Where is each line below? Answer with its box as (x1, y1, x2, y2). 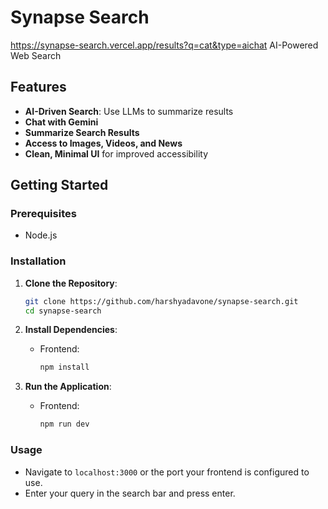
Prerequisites (10, 207, 77, 221)
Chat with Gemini (24, 116, 99, 128)
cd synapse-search (24, 306, 102, 316)
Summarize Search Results (24, 126, 140, 138)
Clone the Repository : (24, 277, 118, 289)
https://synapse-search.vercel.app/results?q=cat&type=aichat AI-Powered (10, 39, 319, 51)
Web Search (10, 49, 62, 61)
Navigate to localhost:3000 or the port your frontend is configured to (24, 466, 310, 478)
